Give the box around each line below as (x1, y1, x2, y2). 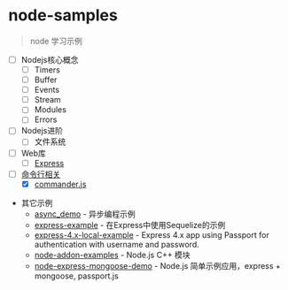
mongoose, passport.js (34, 271, 119, 281)
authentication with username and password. (34, 239, 200, 249)
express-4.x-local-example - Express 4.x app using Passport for (34, 229, 269, 240)
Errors (34, 114, 58, 125)
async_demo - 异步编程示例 (34, 209, 136, 219)
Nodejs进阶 (20, 126, 64, 136)
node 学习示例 (29, 35, 83, 46)
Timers (34, 65, 61, 75)
